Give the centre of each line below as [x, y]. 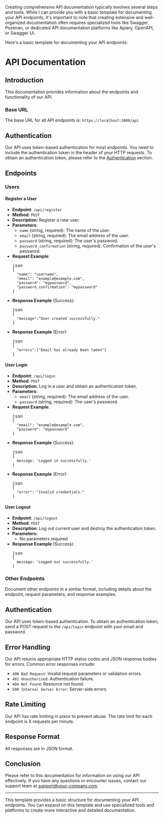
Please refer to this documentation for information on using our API [72, 776]
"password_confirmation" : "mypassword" [57, 287]
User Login [16, 365]
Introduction [24, 80]
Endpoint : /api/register [37, 209]
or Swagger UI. [20, 33]
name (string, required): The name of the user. [65, 230]
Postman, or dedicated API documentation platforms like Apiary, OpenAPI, [80, 28]
